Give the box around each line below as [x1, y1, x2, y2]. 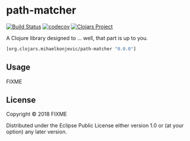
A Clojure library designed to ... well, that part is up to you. [6, 34, 148, 41]
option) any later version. [6, 128, 67, 136]
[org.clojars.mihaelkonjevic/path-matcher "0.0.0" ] [6, 45, 136, 52]
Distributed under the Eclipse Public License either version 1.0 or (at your [6, 122, 184, 129]
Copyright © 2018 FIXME [6, 110, 67, 118]
